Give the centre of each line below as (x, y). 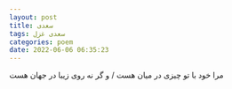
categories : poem (41, 42)
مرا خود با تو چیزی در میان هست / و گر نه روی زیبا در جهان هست (116, 75)
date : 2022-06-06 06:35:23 (59, 50)
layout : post (33, 17)
